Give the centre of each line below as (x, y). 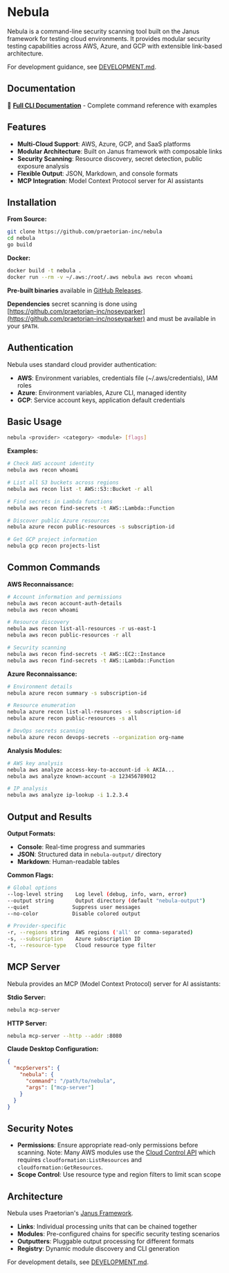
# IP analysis (28, 789)
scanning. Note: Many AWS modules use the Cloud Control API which (116, 1152)
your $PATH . (23, 326)
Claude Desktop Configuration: (53, 1049)
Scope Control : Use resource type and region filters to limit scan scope (119, 1175)
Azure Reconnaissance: (42, 674)
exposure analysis (43, 166)
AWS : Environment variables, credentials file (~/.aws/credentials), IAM (117, 378)
